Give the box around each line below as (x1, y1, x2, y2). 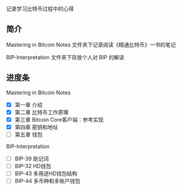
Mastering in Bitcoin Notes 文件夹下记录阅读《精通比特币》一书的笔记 (6, 41, 176, 48)
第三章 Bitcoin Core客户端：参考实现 (14, 116, 104, 123)
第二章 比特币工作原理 (14, 109, 69, 116)
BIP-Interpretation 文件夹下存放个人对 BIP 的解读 (6, 53, 124, 61)
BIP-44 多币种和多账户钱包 (14, 178, 81, 185)
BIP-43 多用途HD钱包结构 (14, 170, 78, 177)
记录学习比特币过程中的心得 (6, 5, 74, 12)
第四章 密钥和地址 (14, 123, 58, 131)
